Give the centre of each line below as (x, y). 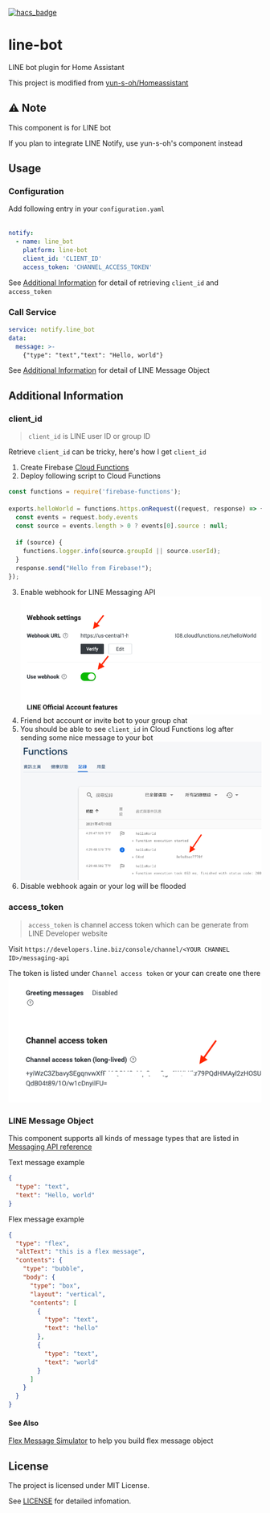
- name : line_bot (45, 242)
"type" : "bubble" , (53, 1269)
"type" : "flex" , (43, 1243)
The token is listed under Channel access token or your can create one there (135, 973)
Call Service (33, 312)
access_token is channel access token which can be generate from (138, 924)
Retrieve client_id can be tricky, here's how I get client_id (107, 452)
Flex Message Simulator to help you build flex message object (111, 1441)
